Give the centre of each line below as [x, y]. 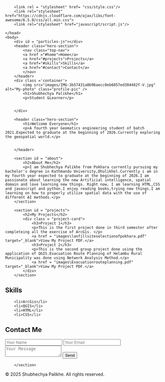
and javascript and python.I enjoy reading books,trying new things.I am [83, 189]
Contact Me [23, 330]
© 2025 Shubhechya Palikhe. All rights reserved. [55, 374]
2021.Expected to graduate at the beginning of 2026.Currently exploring [83, 132]
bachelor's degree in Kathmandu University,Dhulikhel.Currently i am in [82, 171]
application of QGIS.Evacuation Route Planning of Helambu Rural [74, 254]
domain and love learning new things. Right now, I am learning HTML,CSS [83, 184]
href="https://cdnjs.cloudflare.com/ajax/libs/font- [61, 16]
